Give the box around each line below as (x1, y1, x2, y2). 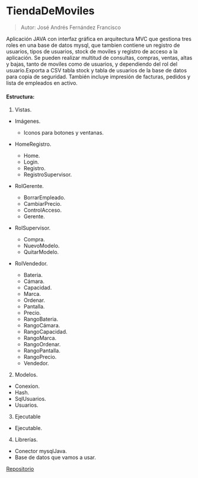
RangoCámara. (23, 322, 60, 329)
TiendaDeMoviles (6, 4, 95, 18)
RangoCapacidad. (23, 328, 68, 336)
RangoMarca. (23, 334, 57, 342)
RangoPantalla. (23, 347, 60, 354)
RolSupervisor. (14, 224, 51, 232)
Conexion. (14, 383, 40, 390)
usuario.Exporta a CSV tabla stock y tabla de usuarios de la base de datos (6, 66, 187, 74)
